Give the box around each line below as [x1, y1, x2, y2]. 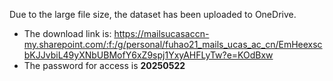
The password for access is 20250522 [23, 60, 186, 71]
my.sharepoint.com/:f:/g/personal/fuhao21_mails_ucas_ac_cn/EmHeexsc [23, 39, 323, 50]
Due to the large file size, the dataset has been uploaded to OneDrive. [9, 9, 297, 20]
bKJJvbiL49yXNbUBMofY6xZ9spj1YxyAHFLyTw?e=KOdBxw [23, 49, 274, 61]
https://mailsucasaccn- [113, 28, 210, 39]
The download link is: [23, 28, 112, 39]
